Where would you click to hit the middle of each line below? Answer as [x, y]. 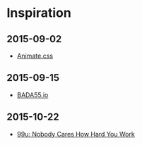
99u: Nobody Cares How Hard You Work [76, 134]
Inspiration [39, 13]
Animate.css [35, 56]
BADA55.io [32, 95]
